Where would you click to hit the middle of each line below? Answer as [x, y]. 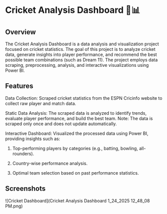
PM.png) [14, 206]
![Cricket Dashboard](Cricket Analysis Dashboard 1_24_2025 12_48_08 [78, 201]
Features [19, 86]
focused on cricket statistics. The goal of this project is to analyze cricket [80, 49]
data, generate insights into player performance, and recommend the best [81, 54]
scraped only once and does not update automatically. [61, 124]
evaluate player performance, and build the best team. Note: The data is [79, 118]
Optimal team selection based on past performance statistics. [76, 173]
